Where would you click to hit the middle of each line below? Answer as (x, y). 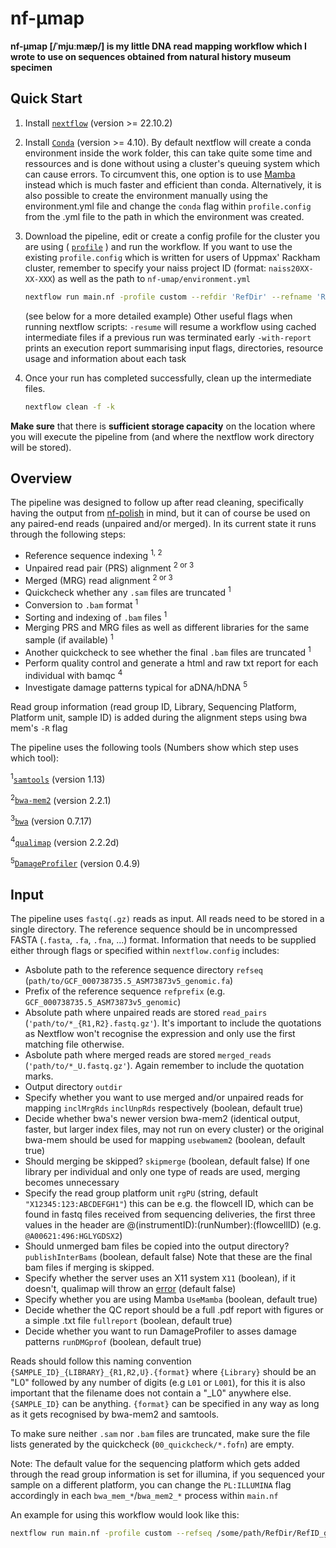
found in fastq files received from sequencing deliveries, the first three (170, 1214)
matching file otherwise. (74, 1044)
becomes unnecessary (72, 1182)
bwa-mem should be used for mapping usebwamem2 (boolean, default (165, 1139)
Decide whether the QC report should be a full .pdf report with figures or (174, 1309)
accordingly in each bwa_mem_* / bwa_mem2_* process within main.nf (144, 1495)
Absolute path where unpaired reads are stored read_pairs (146, 1012)
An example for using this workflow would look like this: (125, 1514)
